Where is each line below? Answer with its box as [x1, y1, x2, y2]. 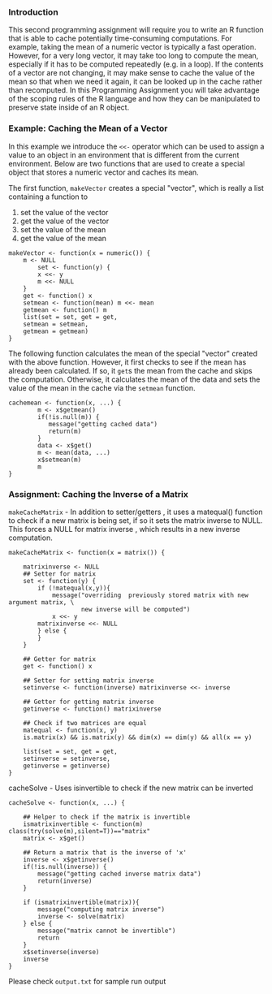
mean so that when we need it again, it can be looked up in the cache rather [8, 76, 263, 87]
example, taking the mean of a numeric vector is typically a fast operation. [8, 42, 257, 52]
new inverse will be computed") [80, 605, 191, 613]
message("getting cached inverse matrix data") [37, 870, 201, 878]
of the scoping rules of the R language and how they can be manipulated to [8, 94, 261, 104]
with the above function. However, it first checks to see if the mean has [8, 357, 247, 367]
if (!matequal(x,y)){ [37, 584, 111, 592]
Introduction [8, 6, 58, 18]
